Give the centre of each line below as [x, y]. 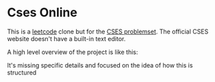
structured [22, 72]
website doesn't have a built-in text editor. [66, 38]
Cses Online [42, 13]
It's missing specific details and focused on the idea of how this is [100, 65]
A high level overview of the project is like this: [73, 52]
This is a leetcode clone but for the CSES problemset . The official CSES [108, 31]
